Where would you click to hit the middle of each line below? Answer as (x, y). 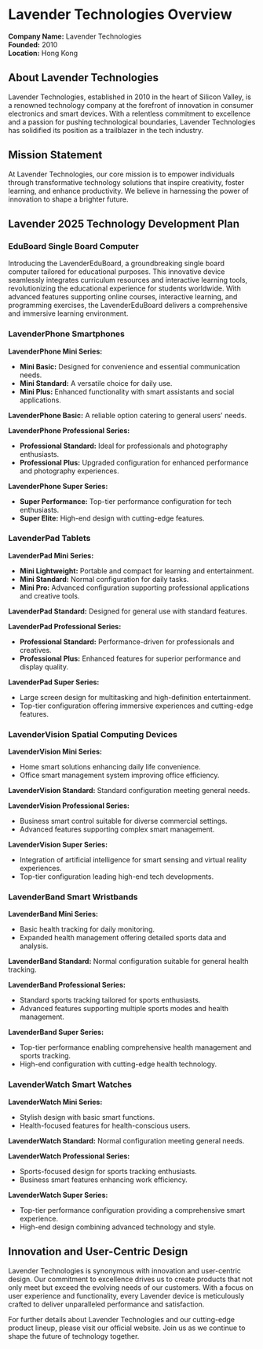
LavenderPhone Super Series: (58, 486)
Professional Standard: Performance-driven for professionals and (127, 641)
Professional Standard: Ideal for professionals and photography (123, 446)
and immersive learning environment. (68, 313)
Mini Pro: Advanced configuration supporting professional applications (134, 587)
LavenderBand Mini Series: (53, 914)
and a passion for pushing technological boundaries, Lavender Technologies (132, 122)
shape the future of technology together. (74, 1336)
